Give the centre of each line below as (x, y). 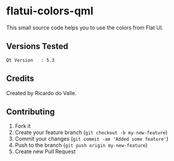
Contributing (30, 112)
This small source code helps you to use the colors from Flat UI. (85, 28)
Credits (20, 79)
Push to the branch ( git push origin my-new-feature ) (81, 145)
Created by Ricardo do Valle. (41, 93)
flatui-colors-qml (50, 11)
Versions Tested (37, 46)
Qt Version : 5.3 (30, 60)
